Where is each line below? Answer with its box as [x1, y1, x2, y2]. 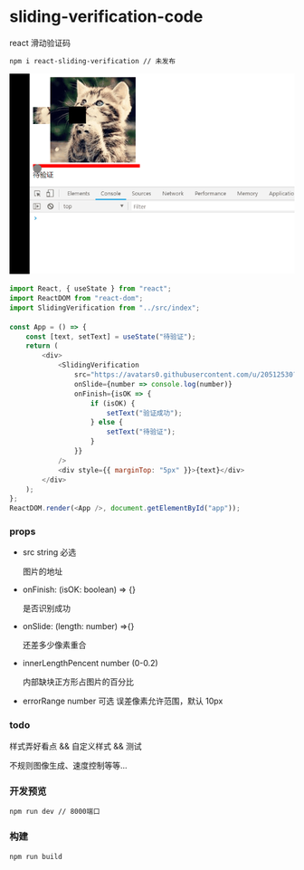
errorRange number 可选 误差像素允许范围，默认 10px [22, 695, 223, 707]
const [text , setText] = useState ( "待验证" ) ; [25, 332, 196, 341]
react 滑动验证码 [9, 37, 71, 48]
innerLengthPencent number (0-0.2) [22, 658, 158, 669]
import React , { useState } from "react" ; [9, 284, 172, 293]
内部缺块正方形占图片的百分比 [22, 676, 134, 687]
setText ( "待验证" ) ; [106, 427, 176, 436]
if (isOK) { [90, 398, 136, 408]
